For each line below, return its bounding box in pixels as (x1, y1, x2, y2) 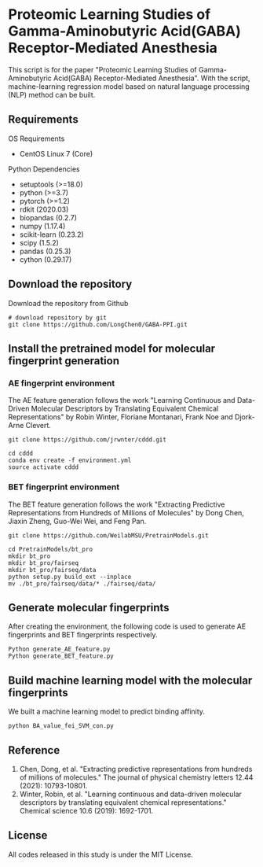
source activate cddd (8, 463, 79, 471)
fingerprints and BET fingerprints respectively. (8, 630, 158, 640)
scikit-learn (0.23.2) (19, 230, 84, 239)
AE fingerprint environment (8, 378, 115, 389)
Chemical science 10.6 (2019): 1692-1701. (19, 806, 154, 815)
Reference (8, 743, 60, 757)
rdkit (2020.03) (19, 205, 69, 214)
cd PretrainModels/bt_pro (8, 545, 93, 553)
